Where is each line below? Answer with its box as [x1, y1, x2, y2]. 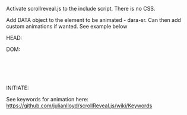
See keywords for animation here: [6, 96, 89, 103]
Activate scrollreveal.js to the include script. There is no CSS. [6, 5, 156, 12]
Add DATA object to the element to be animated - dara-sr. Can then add [6, 17, 181, 23]
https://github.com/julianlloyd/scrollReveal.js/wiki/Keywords [6, 102, 153, 109]
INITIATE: [6, 84, 29, 91]
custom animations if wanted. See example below [6, 23, 128, 30]
